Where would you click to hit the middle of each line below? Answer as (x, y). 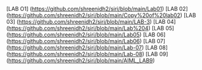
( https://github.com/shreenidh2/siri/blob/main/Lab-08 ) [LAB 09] (87, 54)
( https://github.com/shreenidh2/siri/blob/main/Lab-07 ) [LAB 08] (87, 47)
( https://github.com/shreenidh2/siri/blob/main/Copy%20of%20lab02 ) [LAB (101, 15)
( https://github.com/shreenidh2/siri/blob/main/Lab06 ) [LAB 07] (86, 41)
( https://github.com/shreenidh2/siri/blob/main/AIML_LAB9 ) (80, 61)
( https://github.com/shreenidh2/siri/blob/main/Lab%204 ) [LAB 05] (90, 28)
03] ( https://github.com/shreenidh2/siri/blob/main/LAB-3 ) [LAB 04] (91, 22)
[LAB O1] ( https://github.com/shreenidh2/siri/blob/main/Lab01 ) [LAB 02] (97, 9)
